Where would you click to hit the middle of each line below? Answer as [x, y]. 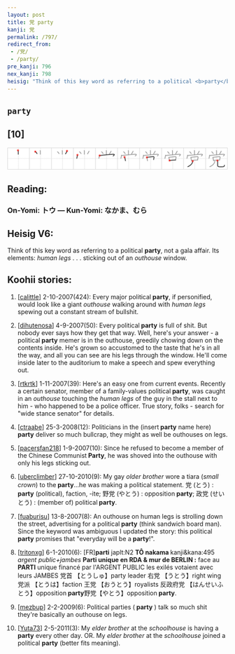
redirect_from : [29, 45]
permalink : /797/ [33, 37]
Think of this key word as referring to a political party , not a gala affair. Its [113, 251]
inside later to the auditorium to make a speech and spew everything [116, 362]
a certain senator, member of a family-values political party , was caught [121, 391]
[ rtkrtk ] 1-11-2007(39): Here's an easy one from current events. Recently [121, 383]
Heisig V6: [30, 234]
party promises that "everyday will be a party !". [86, 538]
